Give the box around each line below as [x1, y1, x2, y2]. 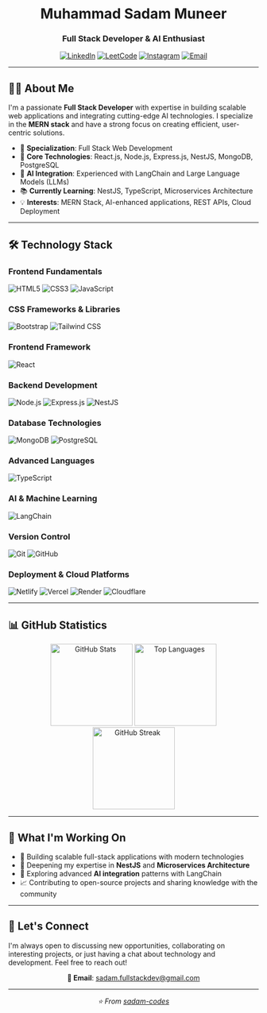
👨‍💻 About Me [8, 81, 75, 95]
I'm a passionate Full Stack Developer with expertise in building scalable [8, 102, 246, 112]
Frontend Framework [8, 342, 91, 353]
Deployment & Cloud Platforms [8, 569, 130, 580]
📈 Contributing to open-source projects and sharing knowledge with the [19, 877, 258, 887]
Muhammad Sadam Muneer [40, 5, 227, 23]
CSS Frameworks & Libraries [8, 304, 121, 315]
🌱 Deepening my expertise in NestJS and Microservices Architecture [19, 860, 250, 870]
